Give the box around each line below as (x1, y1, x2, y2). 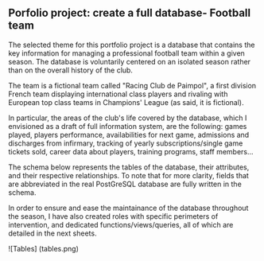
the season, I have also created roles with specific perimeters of (8, 211, 219, 221)
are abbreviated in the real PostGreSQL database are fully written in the (8, 179, 243, 189)
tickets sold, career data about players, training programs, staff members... (8, 146, 254, 156)
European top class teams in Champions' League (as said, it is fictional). (8, 97, 244, 107)
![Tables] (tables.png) (8, 243, 80, 253)
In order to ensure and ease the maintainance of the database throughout (8, 203, 249, 212)
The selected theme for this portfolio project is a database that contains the (8, 40, 255, 49)
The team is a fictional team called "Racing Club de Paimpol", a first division (8, 80, 257, 90)
